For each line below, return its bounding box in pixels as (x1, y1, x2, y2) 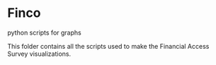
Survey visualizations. (7, 49, 72, 58)
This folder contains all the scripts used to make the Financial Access (7, 42, 210, 50)
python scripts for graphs (7, 28, 81, 37)
